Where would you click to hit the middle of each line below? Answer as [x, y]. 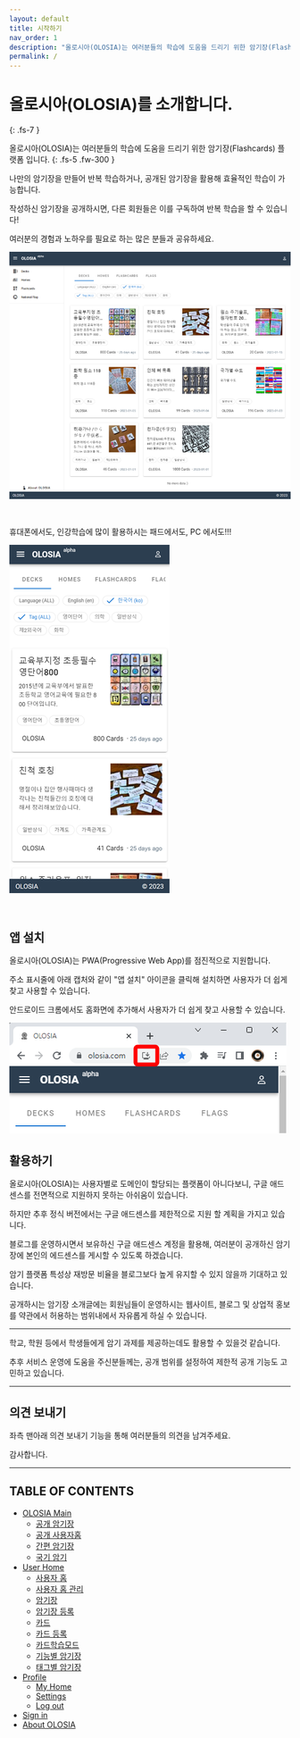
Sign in [35, 1715]
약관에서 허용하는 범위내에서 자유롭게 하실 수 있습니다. [112, 1316]
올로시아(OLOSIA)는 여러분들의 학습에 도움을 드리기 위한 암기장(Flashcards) [142, 148]
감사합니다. [29, 1454]
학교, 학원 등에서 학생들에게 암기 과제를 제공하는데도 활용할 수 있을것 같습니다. [145, 1343]
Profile [34, 1677]
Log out [50, 1705]
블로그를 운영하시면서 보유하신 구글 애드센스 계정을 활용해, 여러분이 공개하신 [142, 1244]
